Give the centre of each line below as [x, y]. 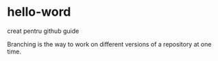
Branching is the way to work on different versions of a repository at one [109, 44]
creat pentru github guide [43, 31]
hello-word [39, 12]
